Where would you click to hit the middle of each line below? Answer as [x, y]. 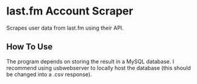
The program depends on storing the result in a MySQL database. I [90, 61]
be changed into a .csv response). [49, 74]
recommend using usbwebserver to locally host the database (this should [99, 68]
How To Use [30, 47]
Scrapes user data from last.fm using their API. [65, 28]
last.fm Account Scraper [70, 11]
